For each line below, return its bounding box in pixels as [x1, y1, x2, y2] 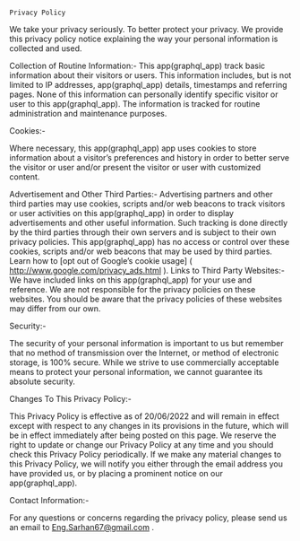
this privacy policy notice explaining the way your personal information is [9, 33, 279, 44]
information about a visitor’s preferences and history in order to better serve [9, 153, 289, 162]
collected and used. [9, 43, 82, 54]
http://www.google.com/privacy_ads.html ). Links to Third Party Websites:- [9, 266, 285, 275]
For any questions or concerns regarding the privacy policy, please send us [9, 512, 288, 523]
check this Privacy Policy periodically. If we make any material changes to [9, 449, 282, 459]
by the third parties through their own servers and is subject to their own [9, 227, 277, 238]
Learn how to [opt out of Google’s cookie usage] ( [9, 256, 193, 266]
